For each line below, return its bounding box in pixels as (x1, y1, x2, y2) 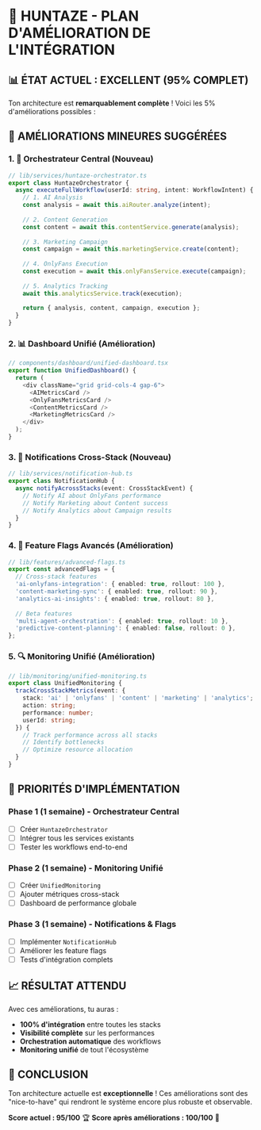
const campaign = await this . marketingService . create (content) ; (22, 245, 240, 253)
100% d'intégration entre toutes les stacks (19, 1019, 161, 1029)
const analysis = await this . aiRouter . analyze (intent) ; (22, 201, 212, 209)
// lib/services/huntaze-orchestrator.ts (8, 171, 148, 179)
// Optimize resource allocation (22, 745, 133, 754)
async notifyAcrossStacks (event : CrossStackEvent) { (15, 485, 194, 492)
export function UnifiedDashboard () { (8, 366, 136, 375)
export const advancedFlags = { (8, 565, 115, 573)
